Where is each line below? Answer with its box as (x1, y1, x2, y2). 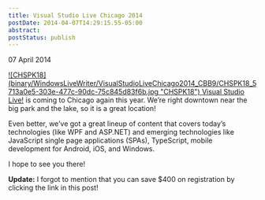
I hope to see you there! (8, 159, 85, 169)
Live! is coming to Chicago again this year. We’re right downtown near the (8, 95, 248, 105)
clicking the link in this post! (8, 183, 99, 193)
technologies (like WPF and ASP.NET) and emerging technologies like (8, 128, 235, 137)
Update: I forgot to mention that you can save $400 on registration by (8, 175, 235, 184)
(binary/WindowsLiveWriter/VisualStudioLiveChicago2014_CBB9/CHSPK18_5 (8, 79, 257, 88)
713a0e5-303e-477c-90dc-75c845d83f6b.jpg (8, 87, 159, 97)
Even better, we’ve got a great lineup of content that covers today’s (8, 119, 226, 128)
